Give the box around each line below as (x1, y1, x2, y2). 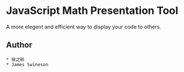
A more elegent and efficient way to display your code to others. (6, 23, 161, 30)
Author (6, 40, 32, 50)
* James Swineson (6, 62, 49, 67)
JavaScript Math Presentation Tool (6, 4, 179, 17)
